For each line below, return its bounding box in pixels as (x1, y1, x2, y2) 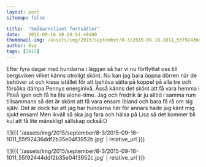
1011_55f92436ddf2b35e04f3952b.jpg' (6, 135, 105, 143)
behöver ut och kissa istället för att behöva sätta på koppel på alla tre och (6, 78, 192, 86)
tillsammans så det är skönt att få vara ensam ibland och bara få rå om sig (6, 97, 193, 105)
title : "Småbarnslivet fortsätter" (6, 26, 100, 32)
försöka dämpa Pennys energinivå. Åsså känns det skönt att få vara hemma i (6, 84, 200, 92)
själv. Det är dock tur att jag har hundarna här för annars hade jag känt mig (6, 104, 195, 111)
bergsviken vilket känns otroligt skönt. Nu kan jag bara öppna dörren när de (6, 72, 197, 79)
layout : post (6, 9, 40, 15)
